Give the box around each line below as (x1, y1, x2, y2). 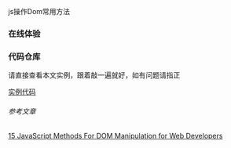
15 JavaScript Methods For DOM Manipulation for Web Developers (8, 132, 223, 141)
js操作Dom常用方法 (8, 7, 71, 16)
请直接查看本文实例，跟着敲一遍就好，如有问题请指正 (8, 70, 181, 80)
